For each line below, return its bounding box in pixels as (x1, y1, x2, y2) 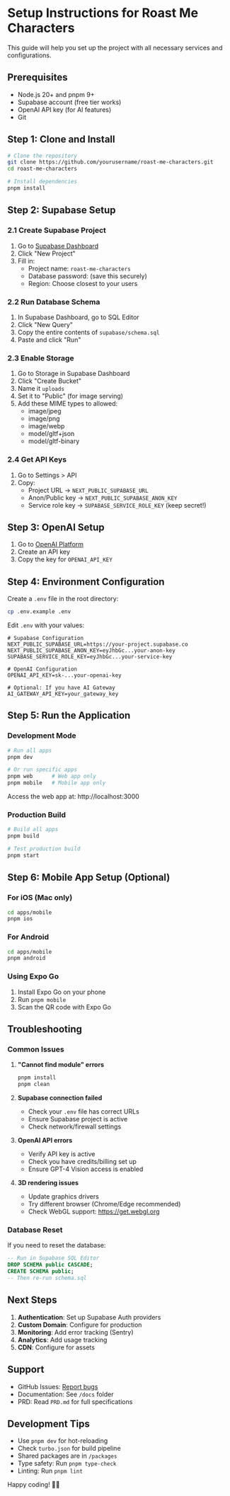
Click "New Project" (17, 249, 76, 258)
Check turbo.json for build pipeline (17, 1444, 122, 1453)
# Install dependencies (7, 178, 78, 185)
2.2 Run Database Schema (7, 297, 100, 307)
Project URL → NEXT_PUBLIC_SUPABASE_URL (28, 486, 149, 494)
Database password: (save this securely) (28, 271, 147, 280)
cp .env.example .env (7, 608, 71, 615)
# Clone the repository (7, 152, 78, 159)
